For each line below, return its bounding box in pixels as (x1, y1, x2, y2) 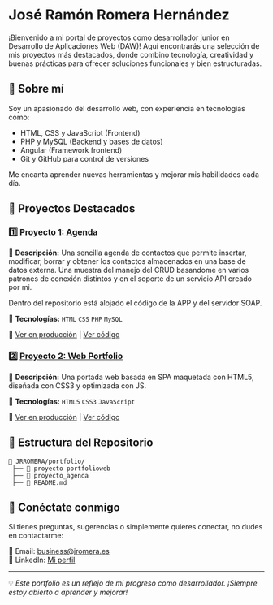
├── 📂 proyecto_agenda (11, 471, 89, 480)
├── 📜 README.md (11, 478, 67, 486)
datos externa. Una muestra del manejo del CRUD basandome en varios (8, 266, 249, 275)
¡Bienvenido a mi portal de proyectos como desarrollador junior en (8, 32, 230, 42)
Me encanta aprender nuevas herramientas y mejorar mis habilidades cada (8, 169, 260, 179)
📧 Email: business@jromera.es (8, 547, 110, 556)
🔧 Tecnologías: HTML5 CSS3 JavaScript (8, 396, 136, 406)
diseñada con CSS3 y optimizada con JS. (8, 380, 147, 391)
